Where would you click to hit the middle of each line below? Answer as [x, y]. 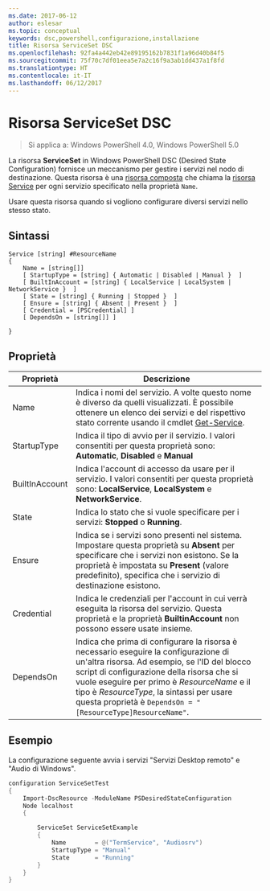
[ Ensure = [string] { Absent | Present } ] [100, 304]
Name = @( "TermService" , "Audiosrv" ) [127, 843]
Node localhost [48, 806]
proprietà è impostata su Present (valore [152, 565]
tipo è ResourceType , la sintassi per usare [154, 692]
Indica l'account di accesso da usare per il [155, 469]
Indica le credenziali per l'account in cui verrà [161, 598]
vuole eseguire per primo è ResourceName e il [163, 682]
